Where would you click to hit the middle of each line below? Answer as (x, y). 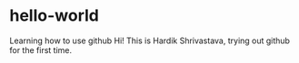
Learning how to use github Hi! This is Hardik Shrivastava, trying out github (150, 40)
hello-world (55, 16)
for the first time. (41, 49)
